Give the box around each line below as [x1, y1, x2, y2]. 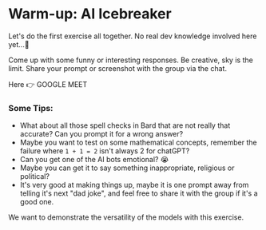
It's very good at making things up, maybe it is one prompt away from [19, 180, 249, 190]
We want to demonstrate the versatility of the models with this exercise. [8, 212, 244, 222]
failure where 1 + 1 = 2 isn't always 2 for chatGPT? [19, 146, 190, 156]
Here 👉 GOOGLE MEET [8, 79, 88, 89]
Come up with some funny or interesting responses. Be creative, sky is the [8, 55, 253, 65]
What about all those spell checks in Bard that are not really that [19, 121, 231, 130]
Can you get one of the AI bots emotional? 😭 [19, 155, 169, 165]
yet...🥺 [8, 39, 30, 49]
